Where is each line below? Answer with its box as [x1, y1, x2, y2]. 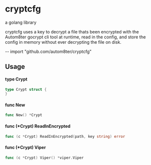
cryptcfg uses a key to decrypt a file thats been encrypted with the [5, 29, 139, 34]
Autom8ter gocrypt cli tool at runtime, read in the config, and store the [5, 34, 146, 40]
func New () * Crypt [5, 113, 42, 117]
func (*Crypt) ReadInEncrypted [5, 123, 71, 129]
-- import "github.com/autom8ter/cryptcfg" [5, 49, 92, 54]
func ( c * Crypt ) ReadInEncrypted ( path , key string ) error [5, 134, 125, 139]
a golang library [5, 19, 37, 25]
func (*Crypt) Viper [5, 145, 46, 150]
